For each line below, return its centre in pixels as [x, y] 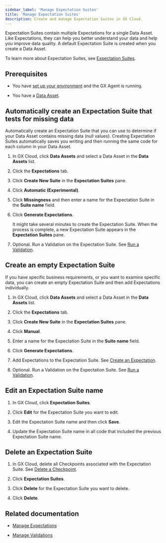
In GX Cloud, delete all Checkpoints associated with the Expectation [82, 464]
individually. [17, 287]
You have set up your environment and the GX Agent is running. [77, 86]
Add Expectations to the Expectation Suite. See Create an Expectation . [84, 360]
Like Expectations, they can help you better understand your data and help [81, 38]
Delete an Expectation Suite [49, 452]
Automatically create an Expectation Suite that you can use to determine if [81, 131]
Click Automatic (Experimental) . [46, 190]
